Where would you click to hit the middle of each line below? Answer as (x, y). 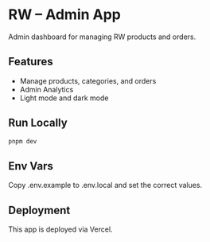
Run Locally (38, 123)
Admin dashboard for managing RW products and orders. (102, 37)
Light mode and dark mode (64, 98)
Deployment (39, 210)
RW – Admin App (65, 15)
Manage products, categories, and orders (88, 80)
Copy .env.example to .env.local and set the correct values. (105, 185)
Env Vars (31, 166)
